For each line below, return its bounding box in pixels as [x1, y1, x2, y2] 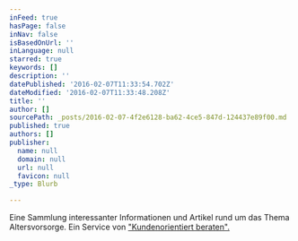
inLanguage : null [9, 47, 74, 56]
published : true [9, 122, 70, 131]
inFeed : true [9, 13, 58, 22]
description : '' [9, 72, 70, 81]
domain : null [17, 154, 66, 164]
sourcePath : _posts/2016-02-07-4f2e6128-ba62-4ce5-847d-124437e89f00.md [9, 113, 287, 122]
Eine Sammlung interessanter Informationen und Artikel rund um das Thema [9, 212, 290, 223]
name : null [17, 146, 58, 155]
